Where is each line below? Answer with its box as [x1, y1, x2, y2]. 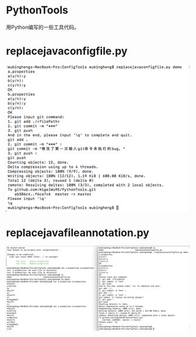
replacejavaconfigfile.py [6, 44, 128, 58]
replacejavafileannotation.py [6, 226, 150, 240]
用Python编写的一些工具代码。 [6, 23, 80, 30]
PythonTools [6, 4, 68, 17]
